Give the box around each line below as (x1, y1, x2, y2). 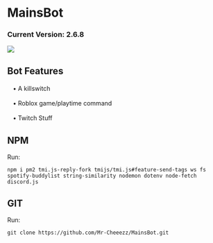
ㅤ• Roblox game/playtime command (7, 99, 112, 108)
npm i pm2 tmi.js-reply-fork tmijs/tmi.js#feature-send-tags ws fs (7, 167, 207, 174)
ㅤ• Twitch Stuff (7, 114, 53, 122)
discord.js (7, 178, 39, 185)
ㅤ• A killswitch (7, 85, 51, 93)
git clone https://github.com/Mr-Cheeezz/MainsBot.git (7, 229, 169, 236)
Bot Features (7, 65, 64, 77)
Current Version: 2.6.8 (7, 30, 85, 40)
